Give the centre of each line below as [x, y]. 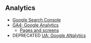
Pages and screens [39, 30]
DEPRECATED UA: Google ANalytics [49, 35]
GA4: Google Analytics [35, 25]
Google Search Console [36, 20]
